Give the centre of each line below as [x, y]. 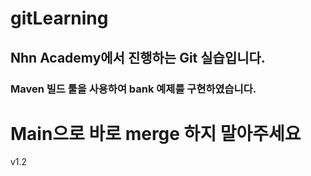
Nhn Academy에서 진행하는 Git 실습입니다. [138, 57]
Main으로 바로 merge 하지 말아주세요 [156, 133]
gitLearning [59, 18]
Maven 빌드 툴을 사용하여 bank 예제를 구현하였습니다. [133, 89]
